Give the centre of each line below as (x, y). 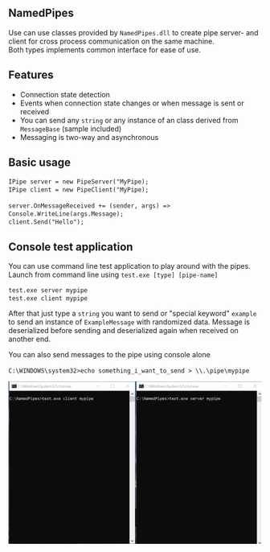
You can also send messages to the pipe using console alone (109, 355)
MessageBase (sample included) (71, 129)
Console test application (71, 247)
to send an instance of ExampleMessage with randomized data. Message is (129, 322)
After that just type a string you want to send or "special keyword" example (133, 314)
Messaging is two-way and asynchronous (89, 137)
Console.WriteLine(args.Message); (66, 214)
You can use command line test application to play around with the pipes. (129, 266)
